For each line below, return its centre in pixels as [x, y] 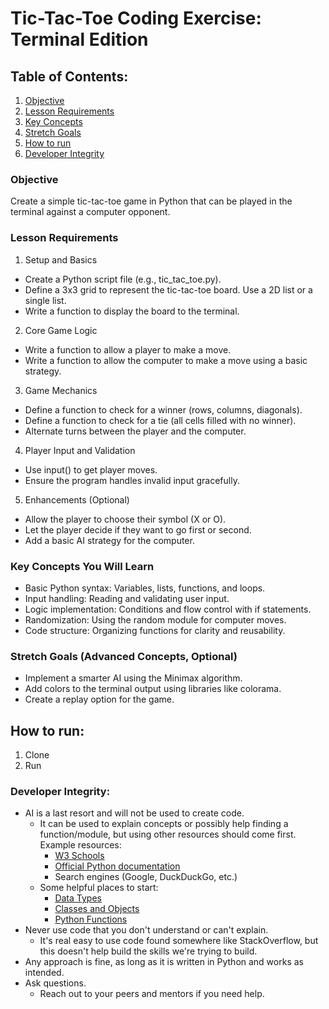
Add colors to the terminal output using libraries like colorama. [153, 689]
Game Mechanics [61, 390]
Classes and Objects [97, 909]
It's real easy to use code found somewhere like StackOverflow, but [179, 941]
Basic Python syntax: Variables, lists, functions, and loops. [145, 588]
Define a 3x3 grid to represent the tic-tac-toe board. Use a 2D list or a [168, 289]
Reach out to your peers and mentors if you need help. [152, 994]
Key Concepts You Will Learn [82, 566]
